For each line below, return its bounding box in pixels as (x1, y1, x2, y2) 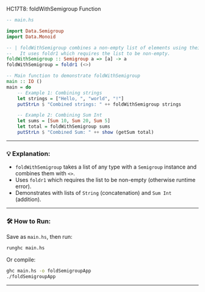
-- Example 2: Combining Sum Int (17, 112, 103, 119)
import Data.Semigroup (6, 27, 64, 34)
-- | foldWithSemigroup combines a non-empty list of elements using (6, 45, 187, 51)
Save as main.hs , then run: (6, 233, 73, 241)
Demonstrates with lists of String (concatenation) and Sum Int (15, 189, 172, 197)
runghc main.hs (6, 245, 45, 251)
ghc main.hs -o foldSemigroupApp (6, 268, 92, 274)
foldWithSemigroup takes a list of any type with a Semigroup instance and (15, 163, 197, 170)
